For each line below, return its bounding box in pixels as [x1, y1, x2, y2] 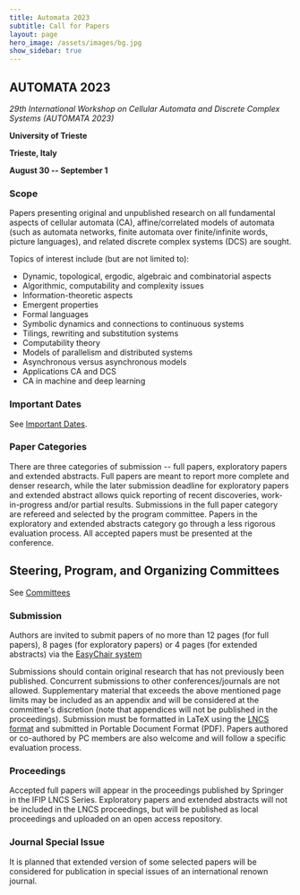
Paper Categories [9, 441, 88, 453]
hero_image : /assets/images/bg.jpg [9, 38, 142, 47]
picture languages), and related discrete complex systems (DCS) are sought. [9, 237, 292, 247]
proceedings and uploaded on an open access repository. [9, 813, 223, 824]
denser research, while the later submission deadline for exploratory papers [9, 480, 289, 491]
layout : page [9, 30, 58, 39]
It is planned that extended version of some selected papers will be [9, 856, 257, 867]
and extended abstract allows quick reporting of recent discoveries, [9, 489, 260, 500]
